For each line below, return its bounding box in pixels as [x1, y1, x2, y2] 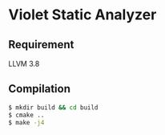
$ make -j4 [8, 118, 45, 126]
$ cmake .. [8, 111, 45, 119]
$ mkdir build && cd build [8, 103, 99, 112]
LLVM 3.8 [8, 59, 40, 68]
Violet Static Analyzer [8, 6, 157, 24]
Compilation [8, 82, 70, 96]
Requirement [8, 38, 74, 51]
